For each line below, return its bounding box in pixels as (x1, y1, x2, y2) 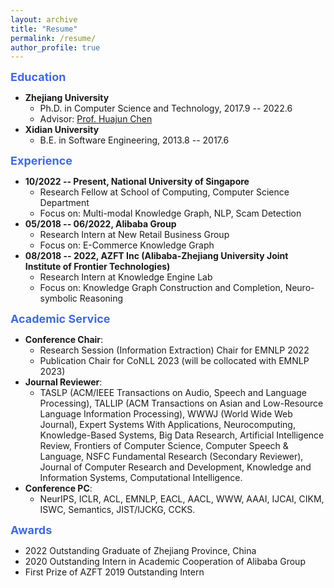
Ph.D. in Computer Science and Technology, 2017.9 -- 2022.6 (39, 102, 293, 115)
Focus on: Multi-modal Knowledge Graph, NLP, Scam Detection (39, 207, 302, 220)
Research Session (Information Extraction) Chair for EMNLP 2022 (39, 344, 310, 356)
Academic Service (10, 312, 111, 326)
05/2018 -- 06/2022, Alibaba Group (24, 218, 177, 230)
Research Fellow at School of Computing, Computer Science (39, 186, 290, 198)
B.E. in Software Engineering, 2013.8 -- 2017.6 (39, 134, 230, 146)
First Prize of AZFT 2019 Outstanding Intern (24, 566, 205, 578)
